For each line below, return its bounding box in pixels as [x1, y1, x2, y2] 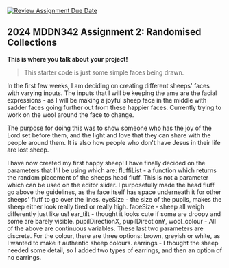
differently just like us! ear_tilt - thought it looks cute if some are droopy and [7, 209, 221, 218]
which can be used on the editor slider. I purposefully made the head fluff [7, 180, 215, 189]
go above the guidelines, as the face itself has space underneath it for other [7, 188, 221, 196]
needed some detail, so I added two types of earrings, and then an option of [7, 246, 223, 254]
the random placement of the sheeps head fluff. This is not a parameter [7, 173, 209, 181]
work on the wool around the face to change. [7, 110, 134, 119]
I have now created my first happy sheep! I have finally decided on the [7, 159, 206, 167]
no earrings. [7, 253, 42, 261]
